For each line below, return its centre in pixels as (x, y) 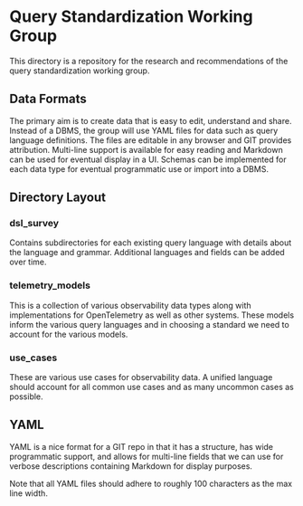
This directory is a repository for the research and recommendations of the (149, 61)
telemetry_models (50, 285)
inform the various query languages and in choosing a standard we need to (149, 324)
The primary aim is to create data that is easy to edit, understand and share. (151, 120)
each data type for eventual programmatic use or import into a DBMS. (139, 168)
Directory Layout (58, 198)
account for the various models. (69, 334)
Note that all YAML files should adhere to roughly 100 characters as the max (151, 483)
